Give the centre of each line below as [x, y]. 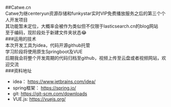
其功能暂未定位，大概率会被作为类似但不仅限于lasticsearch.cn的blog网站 [82, 26]
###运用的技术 [21, 39]
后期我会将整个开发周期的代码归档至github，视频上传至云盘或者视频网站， [83, 58]
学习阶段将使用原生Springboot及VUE [44, 51]
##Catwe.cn [18, 7]
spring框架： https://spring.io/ [44, 88]
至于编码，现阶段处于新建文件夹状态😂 [46, 32]
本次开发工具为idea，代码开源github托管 [48, 45]
